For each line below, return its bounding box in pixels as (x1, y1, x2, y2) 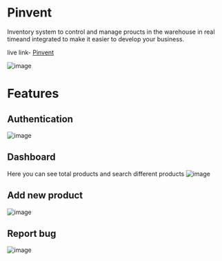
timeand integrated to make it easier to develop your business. (7, 34, 185, 43)
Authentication (7, 113, 74, 125)
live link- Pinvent (7, 48, 54, 56)
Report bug (7, 227, 57, 239)
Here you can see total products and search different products (7, 169, 185, 178)
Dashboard (7, 152, 56, 163)
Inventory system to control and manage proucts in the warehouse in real (7, 28, 215, 36)
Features (7, 86, 59, 101)
